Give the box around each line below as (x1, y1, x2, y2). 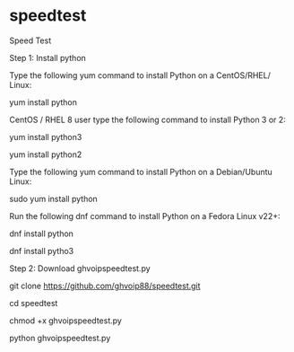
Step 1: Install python (9, 52, 87, 63)
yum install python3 (9, 131, 82, 142)
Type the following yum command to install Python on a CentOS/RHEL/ (9, 69, 271, 81)
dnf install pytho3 (9, 245, 74, 256)
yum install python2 (9, 149, 82, 160)
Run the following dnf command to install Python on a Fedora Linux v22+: (9, 210, 281, 221)
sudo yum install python (9, 193, 99, 204)
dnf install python (9, 228, 74, 239)
